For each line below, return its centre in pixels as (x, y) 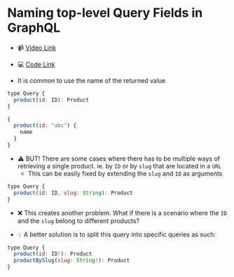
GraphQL (34, 28)
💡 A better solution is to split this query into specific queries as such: (116, 234)
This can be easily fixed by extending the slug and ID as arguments (125, 173)
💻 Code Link (36, 64)
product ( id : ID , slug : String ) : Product (73, 193)
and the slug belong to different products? (78, 221)
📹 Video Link (36, 48)
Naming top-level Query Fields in (105, 13)
